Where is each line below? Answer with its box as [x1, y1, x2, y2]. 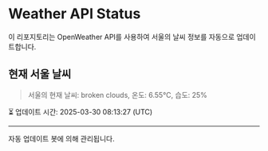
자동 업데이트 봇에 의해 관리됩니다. [8, 134, 115, 143]
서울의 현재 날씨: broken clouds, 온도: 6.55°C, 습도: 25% [27, 90, 207, 99]
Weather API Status [8, 5, 141, 23]
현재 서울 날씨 [8, 68, 72, 81]
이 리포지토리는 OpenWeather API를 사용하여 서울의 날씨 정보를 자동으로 [8, 32, 235, 41]
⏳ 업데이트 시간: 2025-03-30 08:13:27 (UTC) [8, 106, 153, 116]
